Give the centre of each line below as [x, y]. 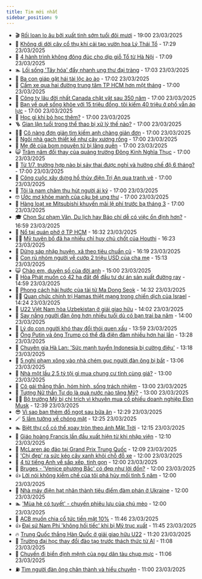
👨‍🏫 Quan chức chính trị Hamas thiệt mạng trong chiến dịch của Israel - [103, 296]
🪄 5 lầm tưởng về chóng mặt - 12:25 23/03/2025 [76, 418]
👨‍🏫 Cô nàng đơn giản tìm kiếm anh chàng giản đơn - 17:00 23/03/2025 [103, 132]
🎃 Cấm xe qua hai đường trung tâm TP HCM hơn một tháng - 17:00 [97, 85]
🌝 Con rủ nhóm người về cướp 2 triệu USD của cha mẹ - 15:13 [91, 257]
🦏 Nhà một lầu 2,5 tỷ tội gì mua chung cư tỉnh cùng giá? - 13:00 [93, 373]
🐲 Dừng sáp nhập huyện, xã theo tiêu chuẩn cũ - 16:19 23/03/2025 [98, 251]
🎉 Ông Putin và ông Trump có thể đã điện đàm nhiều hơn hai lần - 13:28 [104, 335]
